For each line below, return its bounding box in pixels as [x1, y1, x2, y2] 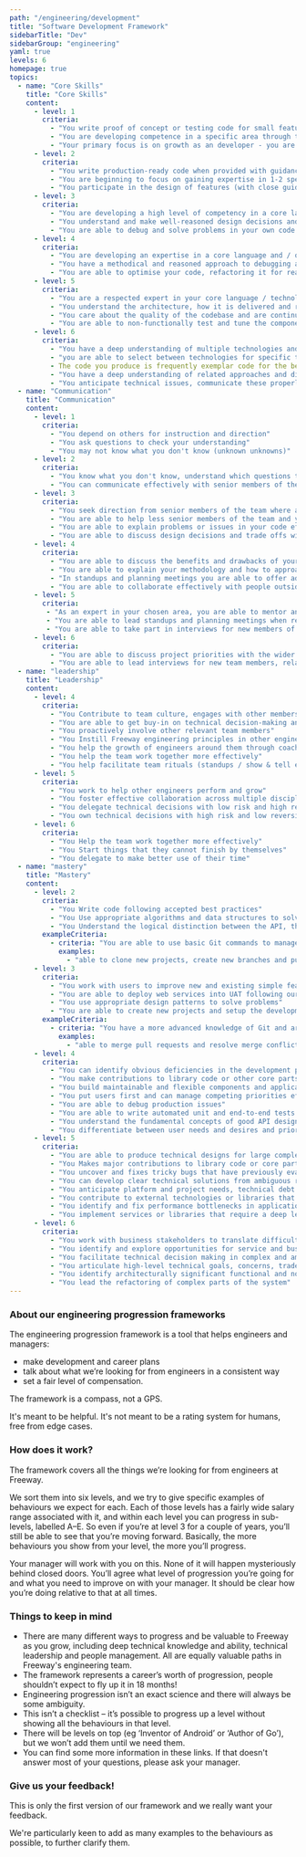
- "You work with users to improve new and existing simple [49, 981, 283, 991]
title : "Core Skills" [25, 89, 107, 99]
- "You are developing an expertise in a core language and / [49, 251, 291, 260]
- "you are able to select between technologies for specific [49, 352, 291, 362]
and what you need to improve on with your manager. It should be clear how [9, 1577, 296, 1589]
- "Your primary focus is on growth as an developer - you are [49, 141, 296, 150]
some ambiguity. [22, 1698, 86, 1709]
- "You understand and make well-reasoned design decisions [49, 216, 283, 226]
